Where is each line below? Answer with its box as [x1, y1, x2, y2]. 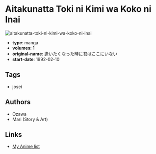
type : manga [12, 39, 38, 45]
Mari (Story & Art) [12, 116, 48, 122]
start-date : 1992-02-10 [12, 56, 60, 62]
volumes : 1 [12, 45, 35, 51]
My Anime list [12, 144, 40, 150]
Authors [5, 98, 31, 106]
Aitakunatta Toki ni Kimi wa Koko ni [5, 3, 152, 15]
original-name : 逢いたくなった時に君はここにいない [12, 51, 118, 57]
